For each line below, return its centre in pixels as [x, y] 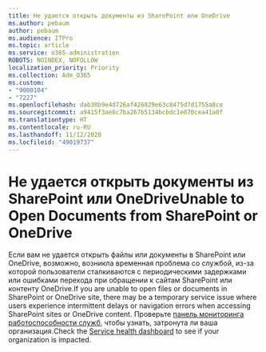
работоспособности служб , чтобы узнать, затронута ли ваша [113, 323]
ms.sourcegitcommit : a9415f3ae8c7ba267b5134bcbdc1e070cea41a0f [116, 113]
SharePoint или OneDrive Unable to [127, 199]
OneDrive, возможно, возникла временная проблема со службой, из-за [131, 263]
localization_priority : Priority [64, 68]
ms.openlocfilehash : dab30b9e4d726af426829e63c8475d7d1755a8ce [116, 105]
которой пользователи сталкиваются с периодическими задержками [127, 272]
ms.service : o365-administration [64, 53]
